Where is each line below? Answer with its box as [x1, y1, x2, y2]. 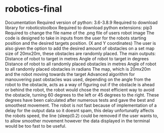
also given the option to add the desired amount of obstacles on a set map [5, 45, 155, 51]
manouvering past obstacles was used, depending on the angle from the [5, 76, 151, 82]
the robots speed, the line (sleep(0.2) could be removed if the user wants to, [5, 113, 159, 118]
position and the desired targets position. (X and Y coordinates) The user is [5, 40, 156, 46]
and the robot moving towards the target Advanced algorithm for [5, 71, 135, 77]
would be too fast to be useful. [5, 123, 67, 129]
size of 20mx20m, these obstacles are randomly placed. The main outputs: [5, 50, 156, 57]
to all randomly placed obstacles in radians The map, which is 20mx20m [5, 66, 151, 72]
